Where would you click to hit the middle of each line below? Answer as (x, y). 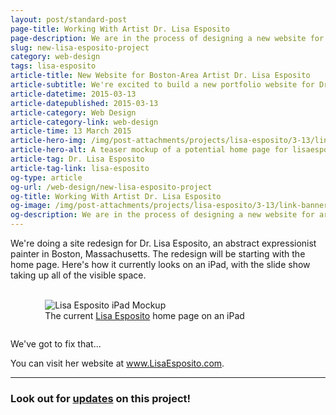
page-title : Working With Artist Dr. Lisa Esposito (120, 29)
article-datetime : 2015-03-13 (73, 94)
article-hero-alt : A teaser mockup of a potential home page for (149, 150)
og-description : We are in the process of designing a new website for (162, 215)
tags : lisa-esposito (53, 66)
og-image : (31, 206)
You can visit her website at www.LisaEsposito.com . (117, 363)
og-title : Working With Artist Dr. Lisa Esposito (116, 196)
